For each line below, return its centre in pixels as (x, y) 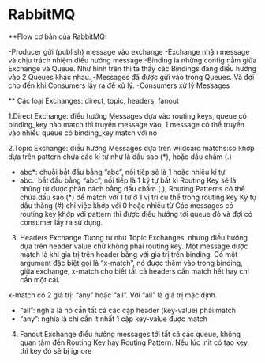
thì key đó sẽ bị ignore (56, 350)
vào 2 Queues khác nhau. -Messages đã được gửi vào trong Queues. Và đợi (131, 77)
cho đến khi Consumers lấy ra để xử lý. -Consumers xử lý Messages (119, 85)
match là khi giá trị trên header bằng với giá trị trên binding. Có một (129, 254)
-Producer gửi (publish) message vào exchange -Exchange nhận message (129, 51)
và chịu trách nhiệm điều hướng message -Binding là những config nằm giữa (132, 60)
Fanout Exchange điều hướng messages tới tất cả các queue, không (130, 334)
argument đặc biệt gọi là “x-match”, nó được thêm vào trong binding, (131, 263)
